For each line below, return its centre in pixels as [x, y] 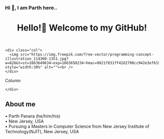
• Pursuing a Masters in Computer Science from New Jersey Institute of [77, 126]
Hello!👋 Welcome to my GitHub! [82, 28]
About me [20, 104]
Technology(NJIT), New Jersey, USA [42, 131]
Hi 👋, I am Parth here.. [31, 8]
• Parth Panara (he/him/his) [33, 116]
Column [13, 80]
